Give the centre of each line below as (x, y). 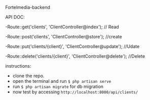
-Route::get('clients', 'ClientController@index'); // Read (62, 27)
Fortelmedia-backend (28, 7)
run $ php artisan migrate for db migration (58, 86)
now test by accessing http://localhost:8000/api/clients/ (75, 92)
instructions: (18, 66)
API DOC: (15, 17)
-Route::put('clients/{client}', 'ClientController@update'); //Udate (72, 46)
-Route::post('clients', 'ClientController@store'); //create (64, 37)
